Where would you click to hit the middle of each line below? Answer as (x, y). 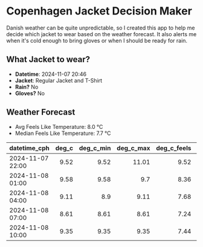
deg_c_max (134, 148)
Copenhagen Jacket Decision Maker (99, 11)
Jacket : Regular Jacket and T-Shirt (59, 80)
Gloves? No (30, 93)
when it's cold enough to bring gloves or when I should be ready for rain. (97, 40)
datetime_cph (30, 148)
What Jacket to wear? (48, 59)
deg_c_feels (174, 148)
